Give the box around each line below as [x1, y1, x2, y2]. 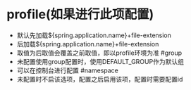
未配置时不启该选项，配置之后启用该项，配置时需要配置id [16, 75, 183, 83]
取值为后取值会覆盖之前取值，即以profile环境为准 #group [16, 49, 183, 57]
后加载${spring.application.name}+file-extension [16, 39, 159, 48]
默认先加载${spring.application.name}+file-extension [16, 31, 172, 39]
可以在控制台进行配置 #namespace [16, 66, 119, 75]
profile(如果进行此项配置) [6, 6, 154, 22]
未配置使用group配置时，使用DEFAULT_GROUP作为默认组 [16, 57, 185, 65]
